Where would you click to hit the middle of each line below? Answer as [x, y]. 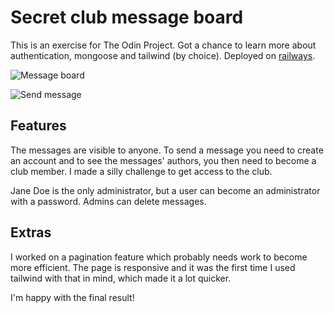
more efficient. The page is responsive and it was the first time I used [153, 267]
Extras [31, 232]
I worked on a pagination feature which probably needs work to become [159, 257]
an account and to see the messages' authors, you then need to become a [163, 160]
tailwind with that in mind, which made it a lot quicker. [121, 278]
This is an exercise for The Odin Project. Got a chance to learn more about [163, 45]
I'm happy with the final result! [72, 297]
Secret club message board [127, 17]
